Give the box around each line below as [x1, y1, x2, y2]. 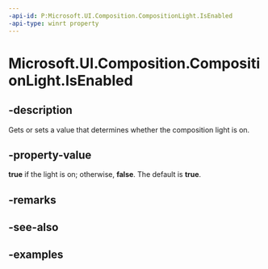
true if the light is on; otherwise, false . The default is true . [8, 170, 202, 179]
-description [8, 103, 73, 117]
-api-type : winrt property [8, 19, 99, 27]
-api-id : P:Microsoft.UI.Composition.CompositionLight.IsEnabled [8, 11, 232, 20]
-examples [8, 248, 64, 262]
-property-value [8, 148, 92, 162]
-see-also [8, 221, 59, 234]
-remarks [8, 193, 57, 207]
